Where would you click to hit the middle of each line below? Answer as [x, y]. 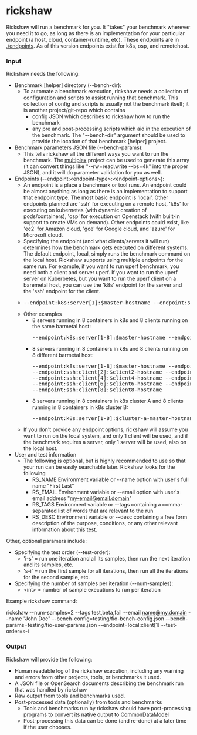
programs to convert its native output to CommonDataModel [96, 714]
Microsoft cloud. [43, 235]
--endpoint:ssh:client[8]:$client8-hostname [97, 390]
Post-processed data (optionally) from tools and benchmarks [88, 702]
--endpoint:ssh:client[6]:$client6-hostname [97, 384]
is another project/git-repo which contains [74, 110]
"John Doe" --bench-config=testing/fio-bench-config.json [94, 619]
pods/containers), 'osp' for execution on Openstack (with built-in [101, 216]
